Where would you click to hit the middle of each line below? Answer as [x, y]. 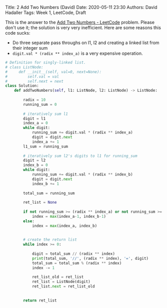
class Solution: [22, 86]
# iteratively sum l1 [46, 114]
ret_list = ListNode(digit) [61, 282]
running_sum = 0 [40, 104]
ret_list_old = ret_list [58, 277]
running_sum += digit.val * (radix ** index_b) [82, 175]
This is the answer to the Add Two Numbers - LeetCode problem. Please [80, 22]
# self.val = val [32, 76]
